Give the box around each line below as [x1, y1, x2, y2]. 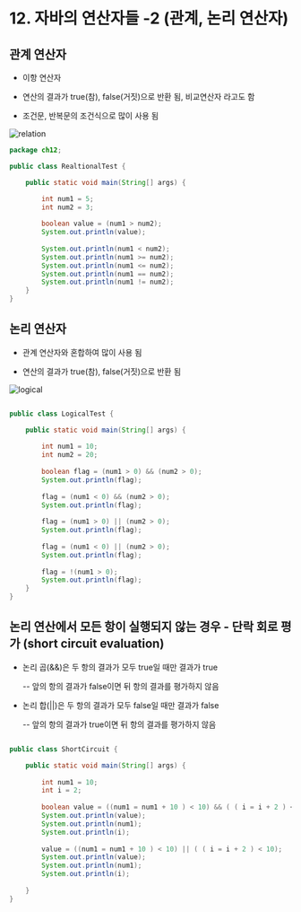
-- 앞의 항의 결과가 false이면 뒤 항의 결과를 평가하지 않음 [21, 680, 219, 691]
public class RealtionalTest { [9, 162, 126, 171]
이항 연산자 [21, 73, 62, 83]
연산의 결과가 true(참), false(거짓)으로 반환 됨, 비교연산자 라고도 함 [21, 92, 255, 101]
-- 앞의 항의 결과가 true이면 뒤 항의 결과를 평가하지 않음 [21, 719, 217, 730]
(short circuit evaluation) [22, 636, 165, 652]
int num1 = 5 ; [41, 194, 94, 203]
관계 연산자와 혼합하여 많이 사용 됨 [21, 346, 142, 357]
